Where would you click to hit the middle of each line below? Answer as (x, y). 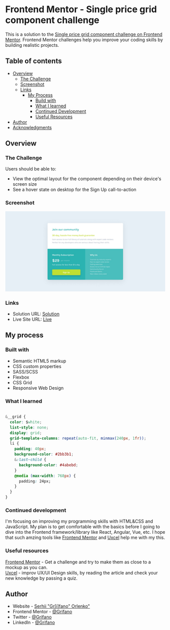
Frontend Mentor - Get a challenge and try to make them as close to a (78, 562)
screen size (25, 184)
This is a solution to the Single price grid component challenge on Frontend (84, 34)
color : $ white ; (26, 422)
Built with (17, 350)
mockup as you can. (26, 567)
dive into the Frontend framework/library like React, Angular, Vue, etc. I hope (86, 532)
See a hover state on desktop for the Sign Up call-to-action (74, 190)
